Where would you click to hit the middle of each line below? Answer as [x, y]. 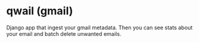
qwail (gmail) [40, 11]
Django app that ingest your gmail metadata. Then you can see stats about [99, 27]
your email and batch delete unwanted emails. [64, 33]
